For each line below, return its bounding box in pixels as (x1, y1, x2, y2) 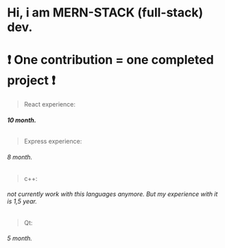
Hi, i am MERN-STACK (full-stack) (7, 5, 204, 21)
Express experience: (23, 137, 82, 146)
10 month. (7, 115, 36, 124)
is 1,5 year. (7, 197, 38, 205)
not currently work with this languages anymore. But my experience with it (7, 190, 218, 199)
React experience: (23, 100, 75, 109)
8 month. (7, 153, 33, 161)
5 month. (7, 234, 33, 243)
